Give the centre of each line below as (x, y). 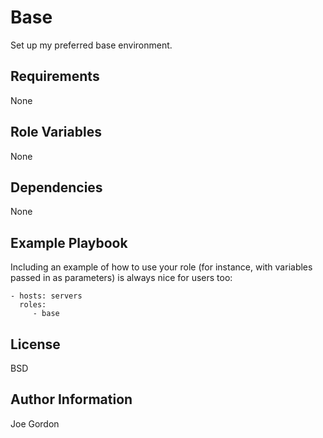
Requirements (55, 76)
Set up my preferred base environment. (91, 45)
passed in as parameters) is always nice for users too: (121, 278)
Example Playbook (69, 242)
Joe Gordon (35, 423)
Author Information (71, 399)
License (35, 344)
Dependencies (56, 187)
